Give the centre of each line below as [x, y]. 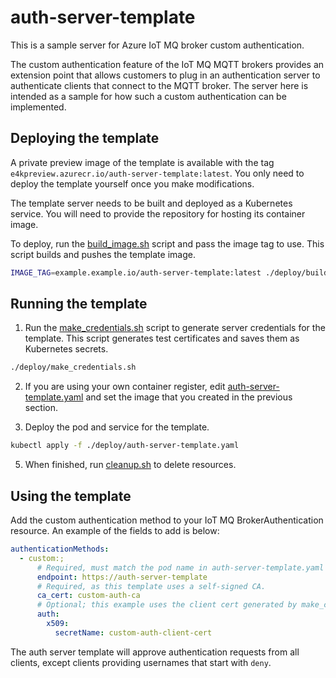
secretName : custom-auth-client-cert [133, 632]
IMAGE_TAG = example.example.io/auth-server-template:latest [136, 272]
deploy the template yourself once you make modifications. [132, 183]
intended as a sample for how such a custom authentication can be [148, 96]
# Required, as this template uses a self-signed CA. [151, 586]
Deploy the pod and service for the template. [117, 427]
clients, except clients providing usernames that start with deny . [141, 662]
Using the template [71, 496]
